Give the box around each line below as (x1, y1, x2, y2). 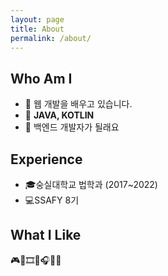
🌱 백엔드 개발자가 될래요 (24, 121, 120, 133)
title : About (10, 24, 65, 34)
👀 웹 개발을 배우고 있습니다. (24, 98, 133, 110)
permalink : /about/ (10, 33, 92, 43)
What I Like (10, 227, 82, 244)
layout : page (10, 14, 65, 25)
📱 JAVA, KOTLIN (24, 109, 95, 121)
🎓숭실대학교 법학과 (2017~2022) (24, 179, 158, 190)
